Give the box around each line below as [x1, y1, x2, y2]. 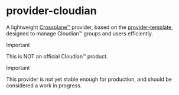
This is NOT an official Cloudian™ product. [6, 53, 108, 60]
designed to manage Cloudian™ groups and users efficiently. [6, 30, 154, 37]
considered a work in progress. [6, 81, 82, 89]
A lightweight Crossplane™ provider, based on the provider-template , [6, 24, 173, 31]
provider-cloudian [6, 4, 97, 18]
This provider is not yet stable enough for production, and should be [6, 76, 173, 83]
